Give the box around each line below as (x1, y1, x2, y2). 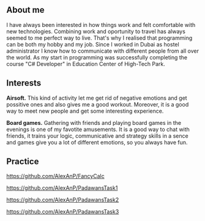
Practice (6, 156, 39, 167)
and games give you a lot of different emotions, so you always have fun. (6, 138, 188, 146)
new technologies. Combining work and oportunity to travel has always (6, 28, 185, 35)
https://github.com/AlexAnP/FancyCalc (6, 173, 105, 180)
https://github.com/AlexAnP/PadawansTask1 (6, 184, 118, 192)
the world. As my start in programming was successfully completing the (6, 53, 188, 61)
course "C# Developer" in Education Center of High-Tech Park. (6, 60, 165, 67)
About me (6, 5, 45, 15)
